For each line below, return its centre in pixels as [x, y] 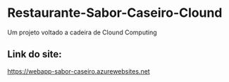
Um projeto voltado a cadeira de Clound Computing [82, 32]
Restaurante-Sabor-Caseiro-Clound [115, 13]
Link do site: [35, 54]
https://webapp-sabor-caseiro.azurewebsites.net [79, 71]
